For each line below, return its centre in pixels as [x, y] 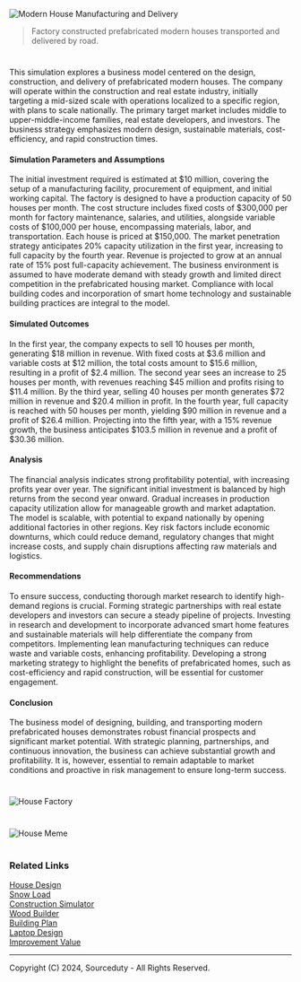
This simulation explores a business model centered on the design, [133, 73]
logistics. [26, 555]
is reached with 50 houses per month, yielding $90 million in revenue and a [148, 410]
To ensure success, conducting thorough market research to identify [136, 596]
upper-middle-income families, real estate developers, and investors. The [145, 120]
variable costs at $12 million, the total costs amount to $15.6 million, [133, 362]
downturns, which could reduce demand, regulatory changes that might [142, 536]
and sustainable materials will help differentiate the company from [131, 634]
